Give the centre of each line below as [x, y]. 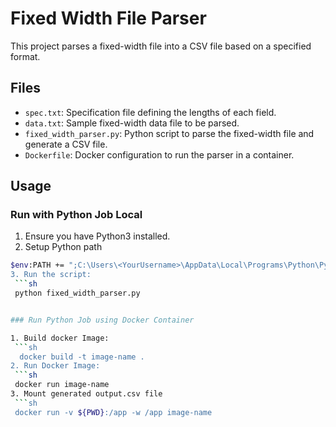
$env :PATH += [37, 265]
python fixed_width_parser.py [77, 293]
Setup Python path [63, 247]
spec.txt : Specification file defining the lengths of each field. [150, 112]
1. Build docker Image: [60, 338]
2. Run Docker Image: [55, 366]
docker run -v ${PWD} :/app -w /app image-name [113, 412]
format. [25, 56]
